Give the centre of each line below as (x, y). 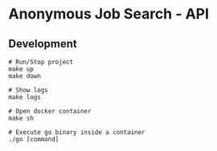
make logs (25, 97)
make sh (21, 118)
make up (21, 69)
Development (43, 44)
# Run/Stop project (41, 62)
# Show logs (28, 90)
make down (25, 76)
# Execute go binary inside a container (77, 133)
